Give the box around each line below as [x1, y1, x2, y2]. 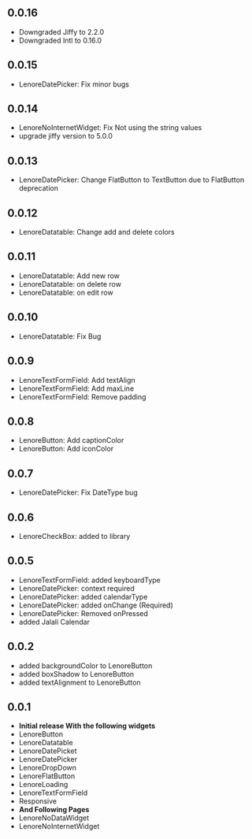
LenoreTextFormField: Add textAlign [18, 375, 135, 384]
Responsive [18, 796, 57, 806]
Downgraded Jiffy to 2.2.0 [18, 27, 105, 36]
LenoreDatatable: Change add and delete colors [18, 228, 175, 237]
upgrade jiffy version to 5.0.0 [18, 132, 113, 141]
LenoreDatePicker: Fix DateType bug [18, 488, 139, 497]
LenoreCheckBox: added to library [18, 531, 131, 540]
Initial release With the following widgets [18, 721, 156, 731]
